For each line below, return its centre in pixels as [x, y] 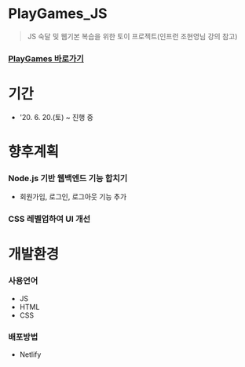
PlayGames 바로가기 [46, 58]
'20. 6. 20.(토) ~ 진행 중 [57, 117]
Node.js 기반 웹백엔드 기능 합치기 [68, 178]
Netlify [30, 354]
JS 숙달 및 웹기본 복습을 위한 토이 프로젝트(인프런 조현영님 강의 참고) [132, 36]
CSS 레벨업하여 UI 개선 [49, 219]
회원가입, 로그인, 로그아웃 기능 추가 [73, 197]
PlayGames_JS [58, 14]
